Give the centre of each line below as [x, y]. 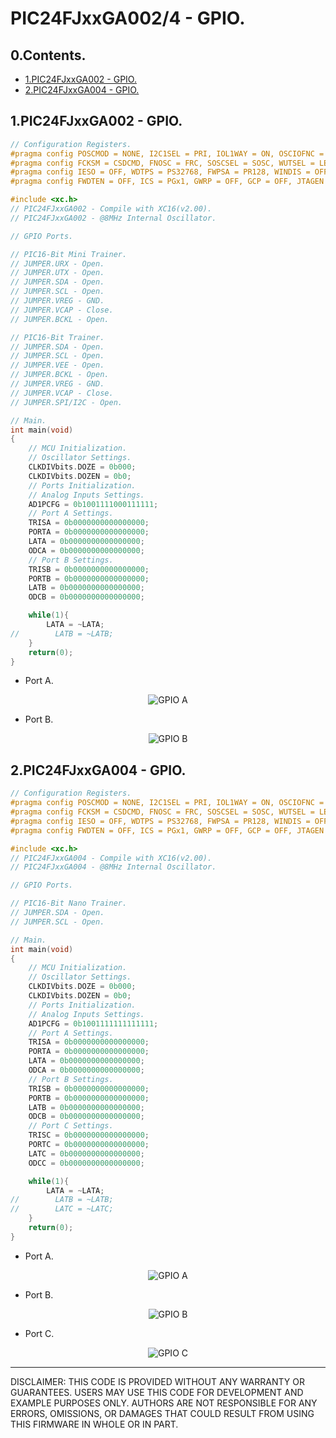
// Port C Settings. [71, 1126]
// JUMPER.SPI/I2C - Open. [66, 402]
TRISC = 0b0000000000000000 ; [89, 1135]
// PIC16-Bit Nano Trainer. [69, 903]
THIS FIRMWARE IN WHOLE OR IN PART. [94, 1424]
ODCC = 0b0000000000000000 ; [86, 1163]
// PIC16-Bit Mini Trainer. [69, 254]
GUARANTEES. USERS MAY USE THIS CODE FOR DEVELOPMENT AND [157, 1392]
